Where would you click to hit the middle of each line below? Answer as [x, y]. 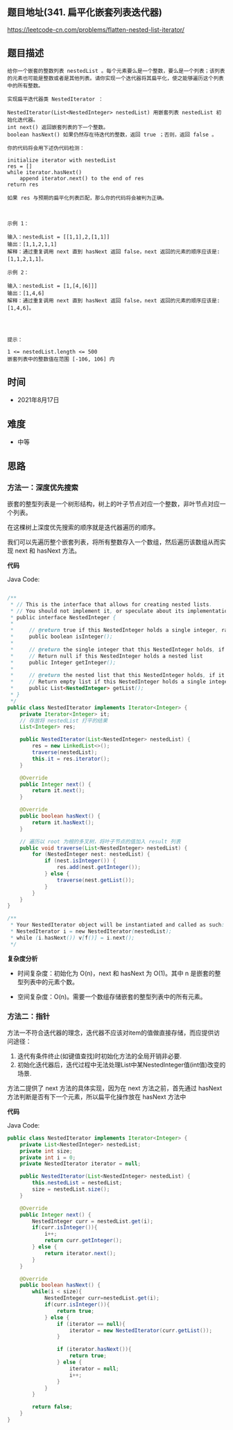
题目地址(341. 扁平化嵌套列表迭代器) [85, 12]
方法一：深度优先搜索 [43, 488]
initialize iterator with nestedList [62, 160]
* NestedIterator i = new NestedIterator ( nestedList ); [91, 931]
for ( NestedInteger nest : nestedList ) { [91, 854]
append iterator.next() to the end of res [82, 178]
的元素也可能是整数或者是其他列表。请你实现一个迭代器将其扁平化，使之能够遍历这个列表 [115, 78]
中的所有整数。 [25, 85]
